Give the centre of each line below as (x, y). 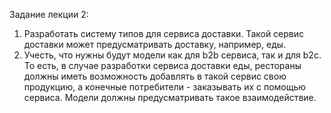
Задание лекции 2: (49, 14)
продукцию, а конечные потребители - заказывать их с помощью (165, 87)
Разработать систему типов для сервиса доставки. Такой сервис (164, 33)
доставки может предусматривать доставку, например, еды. (155, 44)
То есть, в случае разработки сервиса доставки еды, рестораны (162, 65)
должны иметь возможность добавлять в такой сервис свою (155, 76)
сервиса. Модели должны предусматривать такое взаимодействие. (170, 97)
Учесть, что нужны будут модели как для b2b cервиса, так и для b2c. (172, 55)
